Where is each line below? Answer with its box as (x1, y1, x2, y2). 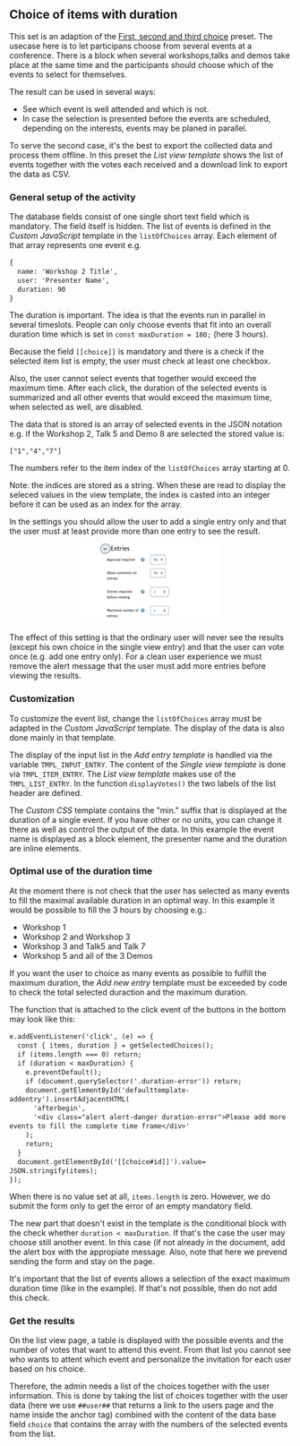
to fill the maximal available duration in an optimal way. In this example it (9, 894, 275, 905)
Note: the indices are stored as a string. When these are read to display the (9, 480, 287, 491)
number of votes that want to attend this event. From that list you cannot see (9, 1345, 291, 1356)
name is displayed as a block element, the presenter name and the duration (9, 833, 287, 844)
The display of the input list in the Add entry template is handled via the (9, 749, 273, 760)
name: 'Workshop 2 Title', (17, 268, 118, 277)
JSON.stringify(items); (9, 1166, 99, 1176)
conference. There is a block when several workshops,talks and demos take (9, 49, 291, 61)
